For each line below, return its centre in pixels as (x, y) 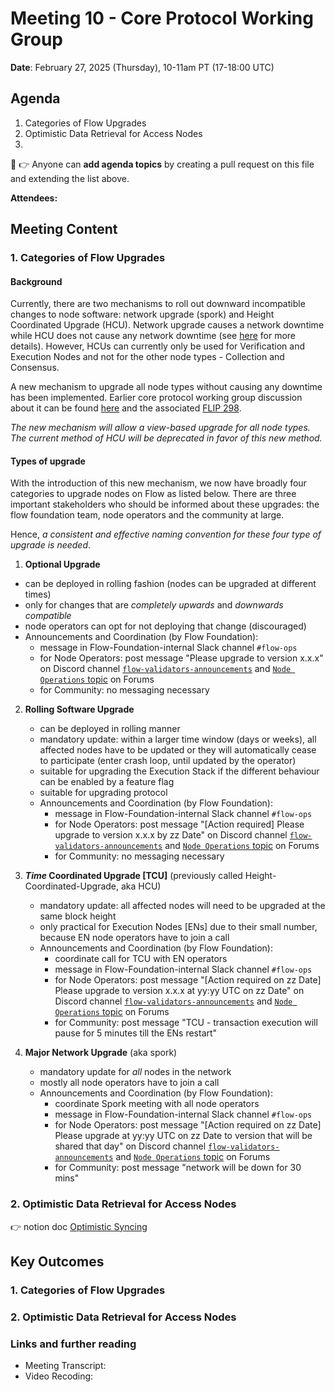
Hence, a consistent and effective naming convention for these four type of (166, 534)
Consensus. (35, 368)
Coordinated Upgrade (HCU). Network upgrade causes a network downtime (167, 325)
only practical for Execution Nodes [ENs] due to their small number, (178, 927)
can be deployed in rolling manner (110, 729)
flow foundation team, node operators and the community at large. (147, 515)
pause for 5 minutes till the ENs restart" (136, 1033)
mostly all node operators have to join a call (129, 1083)
